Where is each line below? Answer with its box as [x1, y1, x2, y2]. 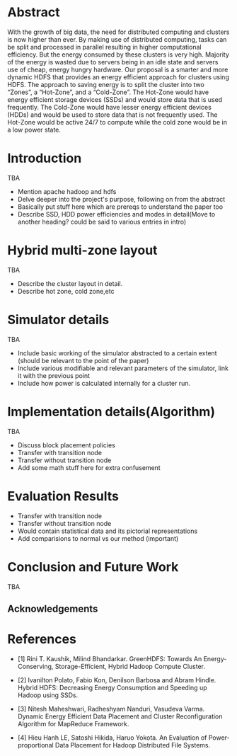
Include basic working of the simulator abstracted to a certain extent [17, 348, 217, 357]
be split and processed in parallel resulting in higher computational [7, 42, 202, 51]
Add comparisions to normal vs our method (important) [17, 534, 179, 542]
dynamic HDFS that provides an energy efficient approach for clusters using [7, 72, 230, 81]
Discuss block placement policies [17, 440, 115, 449]
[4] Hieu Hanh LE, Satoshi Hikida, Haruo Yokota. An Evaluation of [17, 733, 207, 742]
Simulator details [7, 312, 110, 328]
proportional [17, 740, 54, 749]
